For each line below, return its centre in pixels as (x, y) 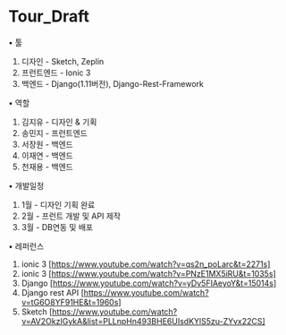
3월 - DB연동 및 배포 (57, 227)
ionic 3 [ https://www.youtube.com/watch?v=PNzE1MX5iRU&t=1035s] (148, 273)
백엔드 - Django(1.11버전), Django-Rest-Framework (113, 83)
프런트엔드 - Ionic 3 (56, 73)
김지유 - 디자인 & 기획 (59, 122)
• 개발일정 (26, 185)
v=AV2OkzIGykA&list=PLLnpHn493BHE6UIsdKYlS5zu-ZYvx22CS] (143, 321)
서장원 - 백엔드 (47, 144)
